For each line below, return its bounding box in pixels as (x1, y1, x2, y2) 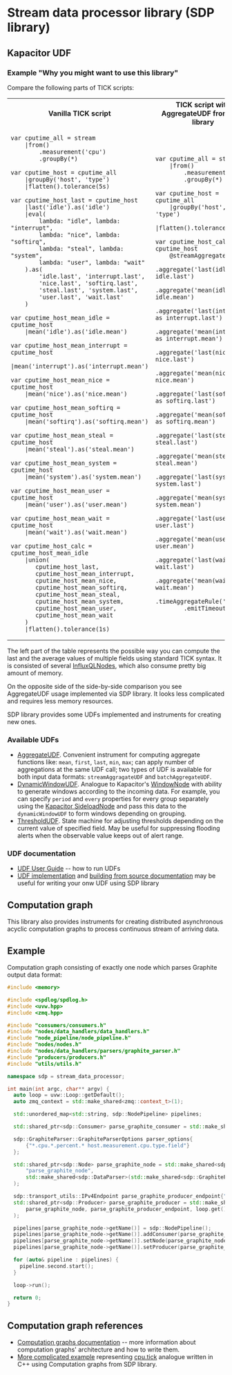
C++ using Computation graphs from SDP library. (17, 1360, 157, 1369)
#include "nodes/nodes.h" (7, 1041, 81, 1049)
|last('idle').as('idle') (24, 203, 110, 211)
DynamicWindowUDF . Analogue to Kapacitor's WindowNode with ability (17, 780, 222, 788)
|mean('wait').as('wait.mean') (24, 528, 128, 536)
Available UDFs (7, 735, 59, 744)
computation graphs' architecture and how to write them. (17, 1345, 180, 1354)
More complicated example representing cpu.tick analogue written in (17, 1353, 213, 1361)
